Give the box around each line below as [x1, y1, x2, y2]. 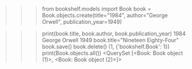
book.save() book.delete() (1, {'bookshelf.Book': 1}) [41, 43, 170, 50]
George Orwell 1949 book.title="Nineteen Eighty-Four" [41, 37, 179, 43]
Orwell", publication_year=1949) [41, 18, 123, 25]
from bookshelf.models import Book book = [41, 5, 152, 12]
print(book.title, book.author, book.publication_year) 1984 [41, 30, 187, 37]
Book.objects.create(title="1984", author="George [41, 12, 168, 19]
